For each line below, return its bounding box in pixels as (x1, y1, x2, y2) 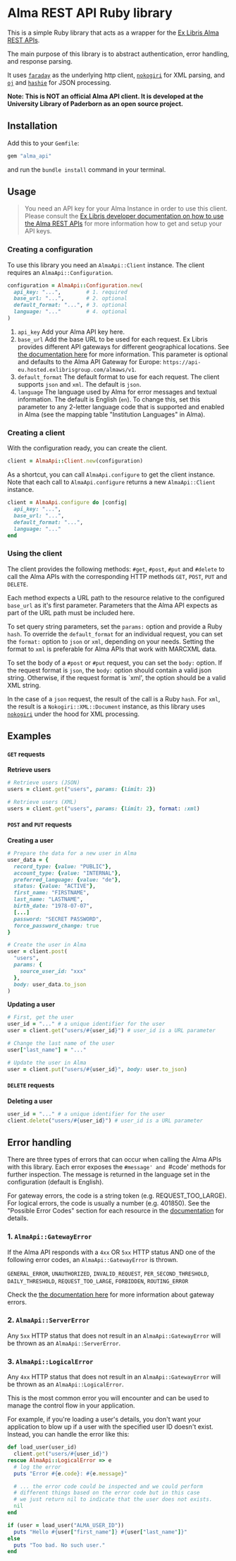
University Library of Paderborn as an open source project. (7, 99, 183, 107)
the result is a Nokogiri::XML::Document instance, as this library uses (7, 702, 206, 711)
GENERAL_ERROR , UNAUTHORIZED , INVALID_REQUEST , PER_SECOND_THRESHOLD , (7, 1269, 209, 1278)
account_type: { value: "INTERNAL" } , (13, 870, 121, 877)
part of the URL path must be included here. (7, 608, 135, 616)
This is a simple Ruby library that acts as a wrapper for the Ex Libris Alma (7, 28, 220, 37)
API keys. (24, 227, 52, 235)
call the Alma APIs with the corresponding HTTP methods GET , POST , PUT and (7, 572, 228, 580)
